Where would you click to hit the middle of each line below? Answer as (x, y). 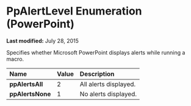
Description (97, 74)
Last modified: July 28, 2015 (43, 41)
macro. (15, 59)
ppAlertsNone (30, 94)
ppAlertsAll (26, 84)
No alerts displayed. (108, 94)
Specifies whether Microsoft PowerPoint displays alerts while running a (96, 52)
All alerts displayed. (108, 84)
